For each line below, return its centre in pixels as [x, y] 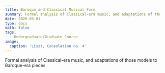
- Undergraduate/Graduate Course [44, 37]
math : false [17, 28]
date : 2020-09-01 [23, 19]
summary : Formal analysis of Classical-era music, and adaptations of [79, 14]
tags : [11, 32]
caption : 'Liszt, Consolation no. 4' [48, 46]
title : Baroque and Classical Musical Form [50, 10]
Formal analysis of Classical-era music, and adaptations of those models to [81, 60]
